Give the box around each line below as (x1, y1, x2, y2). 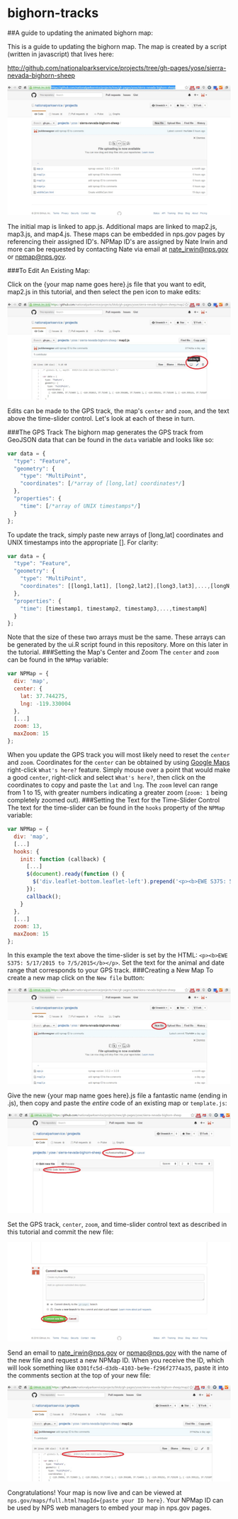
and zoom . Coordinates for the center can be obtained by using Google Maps (7, 758, 230, 767)
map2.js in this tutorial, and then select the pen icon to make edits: (7, 288, 201, 296)
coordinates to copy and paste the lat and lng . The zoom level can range (7, 780, 218, 790)
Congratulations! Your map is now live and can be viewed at (7, 1488, 182, 1497)
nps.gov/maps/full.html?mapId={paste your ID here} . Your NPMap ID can (7, 1496, 224, 1505)
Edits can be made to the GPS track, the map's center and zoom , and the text (7, 407, 229, 415)
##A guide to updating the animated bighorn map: (7, 28, 154, 37)
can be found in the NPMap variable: (7, 655, 108, 664)
